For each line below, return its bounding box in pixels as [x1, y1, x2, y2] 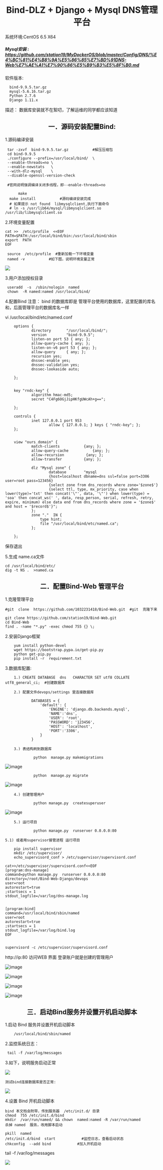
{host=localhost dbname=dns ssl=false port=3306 [48, 474, 150, 479]
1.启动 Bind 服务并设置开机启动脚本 [5, 1022, 75, 1028]
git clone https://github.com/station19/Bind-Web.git [5, 615, 117, 620]
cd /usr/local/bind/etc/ [5, 563, 56, 568]
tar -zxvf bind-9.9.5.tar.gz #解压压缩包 [7, 147, 113, 152]
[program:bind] [5, 906, 36, 911]
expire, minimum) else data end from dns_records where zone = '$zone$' [5, 500, 156, 505]
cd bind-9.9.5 [7, 152, 36, 156]
